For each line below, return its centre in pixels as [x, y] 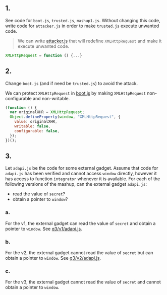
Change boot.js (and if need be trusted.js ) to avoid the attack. [72, 83]
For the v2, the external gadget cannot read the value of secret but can [79, 252]
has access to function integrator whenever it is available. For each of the [83, 179]
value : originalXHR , [36, 122]
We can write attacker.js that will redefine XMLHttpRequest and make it [90, 41]
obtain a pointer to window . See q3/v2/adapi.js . [53, 258]
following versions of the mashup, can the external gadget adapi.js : [76, 184]
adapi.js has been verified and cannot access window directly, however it [81, 174]
